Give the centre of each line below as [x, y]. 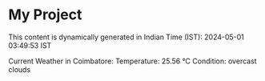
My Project [45, 15]
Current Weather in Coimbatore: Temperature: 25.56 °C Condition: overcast [133, 61]
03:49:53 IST [30, 45]
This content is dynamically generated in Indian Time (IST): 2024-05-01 [126, 37]
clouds [20, 69]
